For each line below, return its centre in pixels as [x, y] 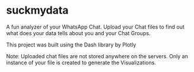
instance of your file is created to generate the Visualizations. [81, 62]
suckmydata [37, 10]
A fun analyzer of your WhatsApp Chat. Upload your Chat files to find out [96, 27]
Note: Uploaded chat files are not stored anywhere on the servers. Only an [97, 56]
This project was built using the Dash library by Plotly [71, 45]
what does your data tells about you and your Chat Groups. [78, 33]
